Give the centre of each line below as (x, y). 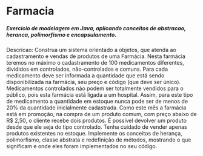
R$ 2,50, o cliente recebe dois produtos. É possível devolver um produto (96, 121)
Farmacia (30, 11)
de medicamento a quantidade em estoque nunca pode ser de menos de (97, 102)
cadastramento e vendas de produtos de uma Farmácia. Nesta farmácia (96, 56)
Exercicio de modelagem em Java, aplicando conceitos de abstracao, (96, 28)
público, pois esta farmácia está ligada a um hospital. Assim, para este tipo (100, 95)
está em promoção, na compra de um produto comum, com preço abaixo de (101, 114)
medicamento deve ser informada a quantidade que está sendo (85, 76)
